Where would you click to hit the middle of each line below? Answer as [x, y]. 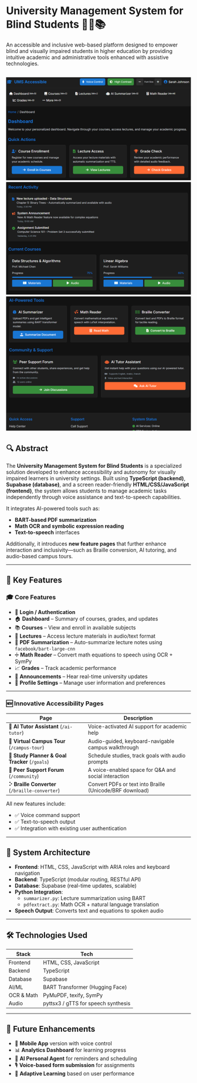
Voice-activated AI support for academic [137, 727]
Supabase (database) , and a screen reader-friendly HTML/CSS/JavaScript [98, 484]
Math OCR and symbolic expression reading [69, 526]
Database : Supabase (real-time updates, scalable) [75, 885]
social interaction [108, 776]
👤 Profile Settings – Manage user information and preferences [90, 683]
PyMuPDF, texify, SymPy [73, 995]
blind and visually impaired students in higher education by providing [89, 51]
